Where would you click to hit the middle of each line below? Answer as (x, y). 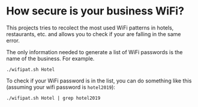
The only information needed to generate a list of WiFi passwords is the (94, 52)
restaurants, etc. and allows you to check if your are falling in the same (94, 34)
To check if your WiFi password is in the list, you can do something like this (99, 81)
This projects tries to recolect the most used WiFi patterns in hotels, (90, 28)
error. (13, 40)
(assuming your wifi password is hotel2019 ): (61, 87)
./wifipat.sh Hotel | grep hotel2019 (53, 98)
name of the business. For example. (50, 58)
